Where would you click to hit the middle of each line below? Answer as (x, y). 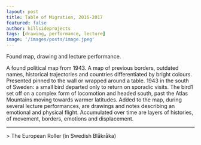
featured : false (26, 23)
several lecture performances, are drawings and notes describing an (91, 106)
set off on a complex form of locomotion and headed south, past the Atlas (97, 93)
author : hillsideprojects (38, 28)
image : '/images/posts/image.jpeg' (51, 39)
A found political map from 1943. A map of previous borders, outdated (92, 68)
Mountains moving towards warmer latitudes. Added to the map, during (94, 100)
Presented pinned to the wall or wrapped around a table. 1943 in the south (98, 81)
